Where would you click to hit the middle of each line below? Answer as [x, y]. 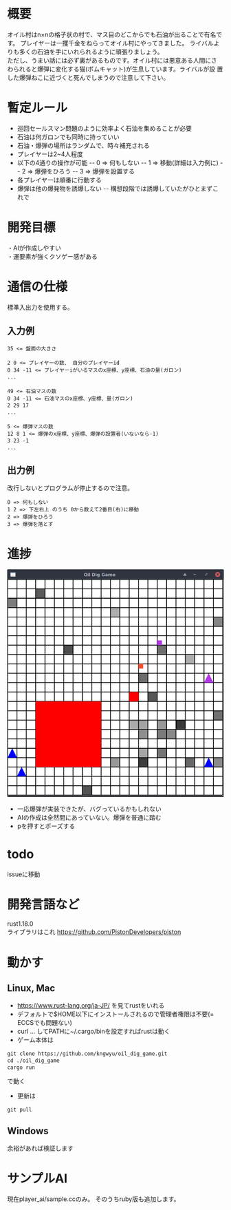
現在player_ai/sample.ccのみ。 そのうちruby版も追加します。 [93, 1199]
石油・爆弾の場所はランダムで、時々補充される [83, 145]
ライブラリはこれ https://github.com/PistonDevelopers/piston [94, 932]
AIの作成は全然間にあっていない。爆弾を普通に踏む [89, 817]
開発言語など [44, 904]
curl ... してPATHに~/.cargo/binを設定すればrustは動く [93, 1031]
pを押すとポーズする [46, 826]
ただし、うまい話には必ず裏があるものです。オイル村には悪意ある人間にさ [112, 60]
